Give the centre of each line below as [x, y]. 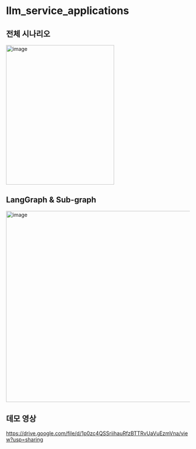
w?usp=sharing [25, 439]
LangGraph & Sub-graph [51, 200]
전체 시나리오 [28, 34]
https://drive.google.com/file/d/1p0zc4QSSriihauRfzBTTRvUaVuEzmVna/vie [97, 433]
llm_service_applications [68, 11]
